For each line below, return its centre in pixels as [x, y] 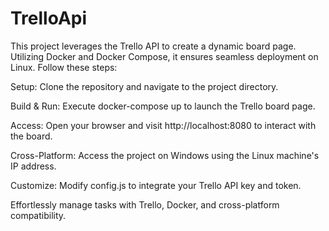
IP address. [33, 166]
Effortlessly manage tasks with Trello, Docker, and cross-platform [145, 204]
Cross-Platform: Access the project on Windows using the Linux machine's [165, 155]
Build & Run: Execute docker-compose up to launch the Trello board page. [163, 106]
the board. [31, 136]
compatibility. [38, 215]
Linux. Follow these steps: [64, 67]
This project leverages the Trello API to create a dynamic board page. [153, 46]
